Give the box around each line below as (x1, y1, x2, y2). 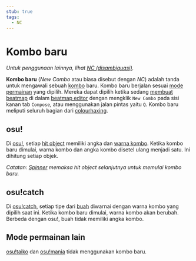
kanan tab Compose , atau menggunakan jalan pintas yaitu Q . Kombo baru (6, 101, 178, 108)
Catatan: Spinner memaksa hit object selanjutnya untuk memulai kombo (6, 164, 182, 171)
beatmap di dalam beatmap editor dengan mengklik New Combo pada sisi (6, 95, 180, 102)
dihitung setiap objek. (6, 153, 59, 160)
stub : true (6, 8, 33, 15)
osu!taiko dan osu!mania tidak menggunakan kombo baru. (6, 248, 147, 255)
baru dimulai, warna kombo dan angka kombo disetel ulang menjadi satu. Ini (6, 146, 190, 153)
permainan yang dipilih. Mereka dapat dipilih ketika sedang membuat (6, 88, 174, 95)
